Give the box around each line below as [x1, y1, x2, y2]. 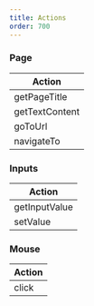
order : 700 [9, 22, 51, 31]
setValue [14, 215, 52, 228]
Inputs [9, 162, 39, 174]
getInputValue [14, 201, 74, 213]
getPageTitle [14, 90, 68, 103]
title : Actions [9, 13, 67, 23]
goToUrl [14, 120, 48, 133]
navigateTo [14, 134, 61, 147]
